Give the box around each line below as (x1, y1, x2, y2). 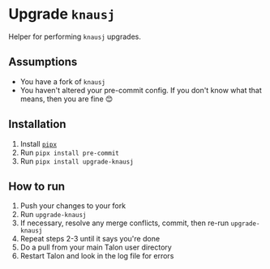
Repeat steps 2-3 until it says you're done (19, 234, 161, 244)
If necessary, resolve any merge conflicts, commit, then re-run (19, 218, 229, 228)
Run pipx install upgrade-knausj (19, 156, 134, 166)
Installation (8, 117, 66, 131)
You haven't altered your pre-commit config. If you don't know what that (19, 85, 262, 95)
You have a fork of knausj (19, 76, 106, 86)
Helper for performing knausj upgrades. (8, 32, 142, 41)
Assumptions (8, 55, 78, 69)
